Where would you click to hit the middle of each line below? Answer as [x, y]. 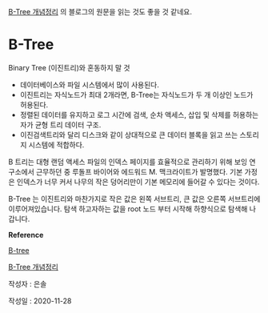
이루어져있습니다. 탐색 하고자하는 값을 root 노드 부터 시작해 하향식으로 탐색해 [128, 209]
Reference [26, 235]
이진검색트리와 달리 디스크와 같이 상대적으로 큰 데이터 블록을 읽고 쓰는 [129, 134]
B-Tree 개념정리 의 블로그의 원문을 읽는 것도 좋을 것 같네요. [100, 12]
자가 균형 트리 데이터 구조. [60, 124]
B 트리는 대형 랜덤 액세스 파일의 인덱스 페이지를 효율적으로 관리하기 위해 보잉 [128, 162]
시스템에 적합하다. [56, 144]
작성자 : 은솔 [28, 283]
